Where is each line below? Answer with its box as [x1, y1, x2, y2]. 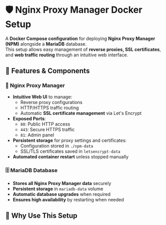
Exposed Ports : [12, 115, 46, 121]
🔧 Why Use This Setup [5, 211, 78, 220]
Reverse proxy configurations [20, 99, 83, 105]
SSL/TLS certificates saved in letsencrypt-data [20, 148, 121, 154]
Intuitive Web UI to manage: [12, 93, 73, 100]
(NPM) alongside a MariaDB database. [5, 40, 87, 47]
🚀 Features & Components [5, 67, 90, 75]
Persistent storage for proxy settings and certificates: [12, 137, 127, 144]
